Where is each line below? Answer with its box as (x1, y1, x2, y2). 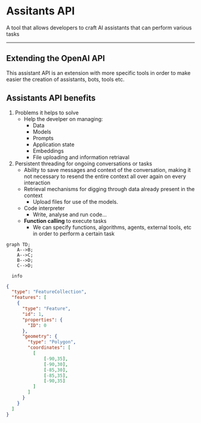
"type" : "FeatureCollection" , (11, 289, 87, 295)
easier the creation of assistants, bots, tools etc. (6, 75, 124, 83)
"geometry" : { (22, 334, 58, 340)
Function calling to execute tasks (23, 217, 106, 224)
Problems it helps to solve (14, 109, 79, 116)
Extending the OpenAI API (6, 53, 105, 64)
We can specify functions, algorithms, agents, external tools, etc (32, 223, 192, 231)
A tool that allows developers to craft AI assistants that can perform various (6, 24, 192, 31)
